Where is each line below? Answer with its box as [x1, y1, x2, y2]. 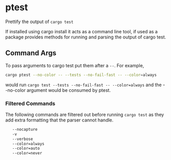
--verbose [12, 136, 33, 142]
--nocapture [12, 127, 38, 132]
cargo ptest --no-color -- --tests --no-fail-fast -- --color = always [5, 72, 157, 77]
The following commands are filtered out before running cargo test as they [5, 111, 164, 117]
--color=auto [12, 146, 40, 151]
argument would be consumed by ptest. [26, 87, 111, 93]
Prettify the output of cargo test [5, 18, 74, 25]
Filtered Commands [5, 99, 55, 107]
